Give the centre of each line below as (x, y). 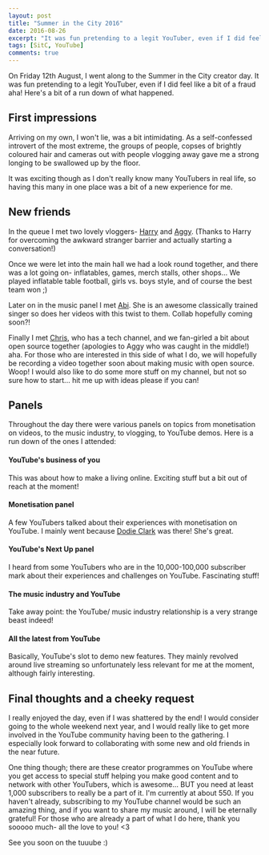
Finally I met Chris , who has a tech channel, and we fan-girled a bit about (129, 337)
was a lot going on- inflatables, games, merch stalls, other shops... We (124, 272)
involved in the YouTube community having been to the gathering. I (119, 735)
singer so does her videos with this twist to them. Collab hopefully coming (130, 313)
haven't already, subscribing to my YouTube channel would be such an (125, 801)
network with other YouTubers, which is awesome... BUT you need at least (131, 784)
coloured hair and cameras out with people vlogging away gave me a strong (134, 154)
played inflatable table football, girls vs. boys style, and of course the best (130, 280)
